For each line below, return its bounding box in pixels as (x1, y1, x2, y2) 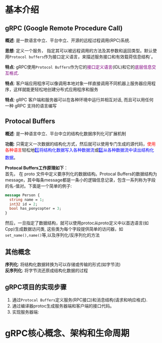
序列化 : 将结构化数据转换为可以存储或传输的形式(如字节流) (5, 262, 121, 267)
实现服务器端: (12, 309, 39, 315)
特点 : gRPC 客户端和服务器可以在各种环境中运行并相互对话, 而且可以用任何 (5, 97, 154, 102)
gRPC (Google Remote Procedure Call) (5, 24, 123, 32)
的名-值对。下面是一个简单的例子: (5, 183, 72, 189)
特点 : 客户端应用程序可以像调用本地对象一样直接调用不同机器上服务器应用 (5, 80, 151, 86)
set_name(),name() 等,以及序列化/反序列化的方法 (5, 232, 100, 238)
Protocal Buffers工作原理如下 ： (5, 165, 69, 171)
